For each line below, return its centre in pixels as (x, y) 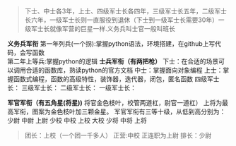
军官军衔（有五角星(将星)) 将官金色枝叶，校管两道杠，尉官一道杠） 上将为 (115, 103)
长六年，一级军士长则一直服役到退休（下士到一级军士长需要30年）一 (124, 20)
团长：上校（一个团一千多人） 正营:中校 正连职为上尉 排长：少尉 (118, 135)
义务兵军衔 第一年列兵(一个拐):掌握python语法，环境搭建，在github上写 (111, 44)
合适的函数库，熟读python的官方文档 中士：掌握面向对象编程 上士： (124, 70)
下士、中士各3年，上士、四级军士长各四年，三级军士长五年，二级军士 (126, 11)
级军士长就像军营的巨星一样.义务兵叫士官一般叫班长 (100, 29)
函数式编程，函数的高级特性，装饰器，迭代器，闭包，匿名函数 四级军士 (116, 79)
